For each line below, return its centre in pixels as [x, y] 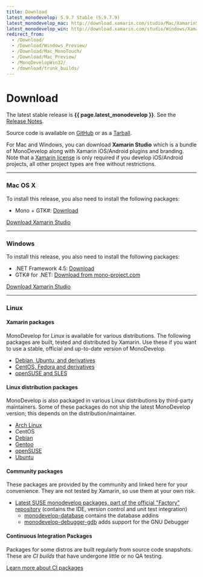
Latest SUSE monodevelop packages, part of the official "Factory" [97, 503]
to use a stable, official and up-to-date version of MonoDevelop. [86, 349]
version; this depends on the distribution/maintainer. [71, 414]
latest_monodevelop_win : [37, 29]
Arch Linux [28, 425]
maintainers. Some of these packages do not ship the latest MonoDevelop [98, 407]
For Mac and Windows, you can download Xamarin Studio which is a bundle [101, 145]
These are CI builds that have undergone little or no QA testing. [85, 556]
